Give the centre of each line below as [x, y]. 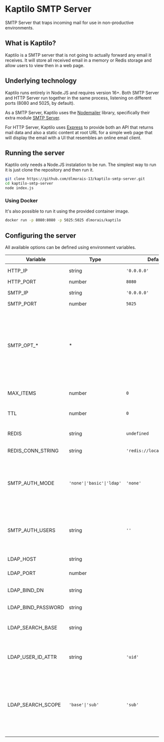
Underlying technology [41, 81]
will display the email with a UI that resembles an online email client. [73, 138]
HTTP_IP [18, 270]
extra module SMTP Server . [33, 118]
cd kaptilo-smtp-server [29, 184]
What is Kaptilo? [31, 43]
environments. [20, 27]
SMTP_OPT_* [23, 345]
